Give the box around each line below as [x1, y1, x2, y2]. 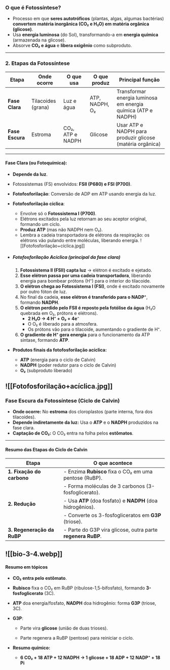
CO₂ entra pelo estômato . [12, 575, 67, 581]
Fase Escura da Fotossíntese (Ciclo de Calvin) [5, 397, 120, 404]
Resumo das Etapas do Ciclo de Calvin [5, 447, 88, 453]
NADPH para [116, 128, 147, 135]
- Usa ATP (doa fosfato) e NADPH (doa [63, 497, 158, 504]
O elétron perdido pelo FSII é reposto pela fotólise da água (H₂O [20, 304, 156, 310]
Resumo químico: [12, 645, 51, 651]
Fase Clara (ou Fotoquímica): [5, 160, 67, 166]
